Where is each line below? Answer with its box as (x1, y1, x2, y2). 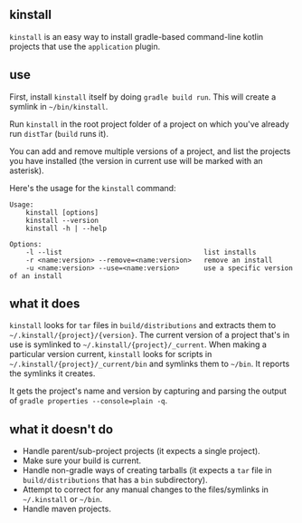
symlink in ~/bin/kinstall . (9, 101, 109, 111)
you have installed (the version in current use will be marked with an (9, 155, 264, 166)
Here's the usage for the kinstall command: (9, 182, 176, 193)
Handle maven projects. (22, 503, 111, 515)
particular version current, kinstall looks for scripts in (9, 349, 212, 360)
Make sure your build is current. (22, 455, 142, 466)
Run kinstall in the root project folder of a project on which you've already (9, 118, 289, 130)
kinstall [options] (25, 208, 99, 217)
